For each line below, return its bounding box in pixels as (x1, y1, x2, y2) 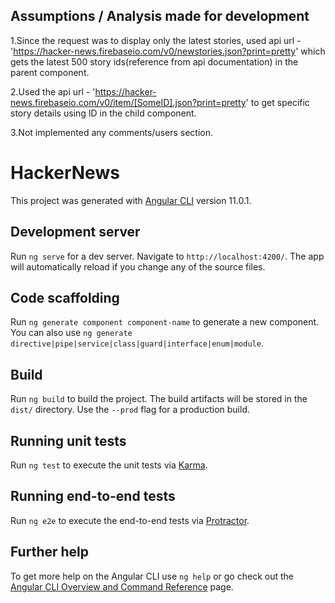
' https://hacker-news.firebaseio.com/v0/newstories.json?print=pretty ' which (10, 45, 326, 57)
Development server (10, 224, 141, 241)
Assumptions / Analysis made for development (10, 8, 310, 25)
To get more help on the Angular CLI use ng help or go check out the (10, 570, 294, 582)
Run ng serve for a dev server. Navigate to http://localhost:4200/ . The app (10, 250, 325, 262)
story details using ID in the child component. (10, 107, 197, 119)
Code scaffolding (10, 289, 120, 306)
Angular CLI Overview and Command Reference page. (10, 580, 234, 593)
